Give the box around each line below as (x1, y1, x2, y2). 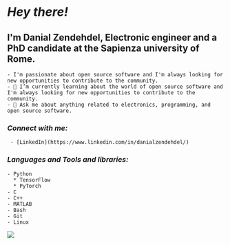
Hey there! (7, 4, 69, 20)
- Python (7, 170, 32, 178)
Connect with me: (7, 123, 68, 133)
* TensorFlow (13, 176, 51, 183)
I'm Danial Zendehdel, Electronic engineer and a (7, 32, 218, 43)
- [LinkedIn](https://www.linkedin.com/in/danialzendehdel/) (10, 139, 189, 146)
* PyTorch (13, 182, 41, 189)
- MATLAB (7, 200, 32, 207)
